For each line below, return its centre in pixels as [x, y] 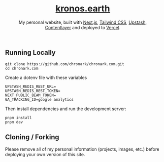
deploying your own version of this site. [45, 154]
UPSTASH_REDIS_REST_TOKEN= [33, 91]
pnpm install [18, 118]
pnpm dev [14, 122]
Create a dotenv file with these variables [46, 78]
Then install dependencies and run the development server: [66, 109]
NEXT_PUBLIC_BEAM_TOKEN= [31, 95]
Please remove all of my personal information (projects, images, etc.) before [82, 149]
